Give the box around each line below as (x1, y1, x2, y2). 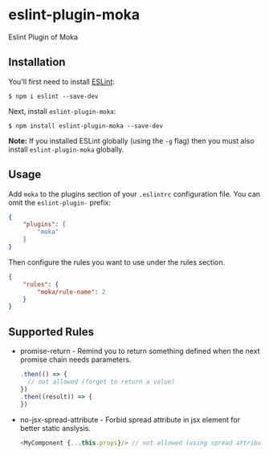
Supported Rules (8, 325, 95, 339)
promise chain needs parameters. (19, 355, 132, 364)
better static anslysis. (19, 423, 91, 433)
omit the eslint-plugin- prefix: (8, 197, 111, 207)
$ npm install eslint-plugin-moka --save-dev (8, 122, 163, 130)
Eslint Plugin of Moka (8, 32, 79, 42)
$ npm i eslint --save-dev (8, 92, 99, 100)
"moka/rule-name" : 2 (37, 287, 106, 296)
